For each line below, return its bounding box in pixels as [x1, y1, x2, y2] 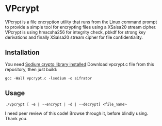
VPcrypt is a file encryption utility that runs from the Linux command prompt [5, 19, 157, 25]
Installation [5, 48, 40, 57]
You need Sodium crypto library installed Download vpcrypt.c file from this [5, 61, 154, 67]
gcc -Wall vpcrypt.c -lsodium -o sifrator [5, 76, 92, 80]
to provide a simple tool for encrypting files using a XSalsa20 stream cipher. [5, 24, 157, 30]
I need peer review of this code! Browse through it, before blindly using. [5, 110, 148, 116]
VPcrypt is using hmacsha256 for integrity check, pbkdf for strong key [5, 29, 146, 35]
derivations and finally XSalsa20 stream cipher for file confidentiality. [5, 34, 143, 40]
